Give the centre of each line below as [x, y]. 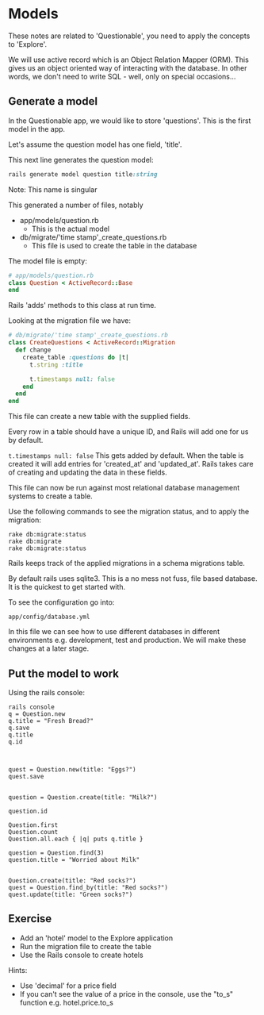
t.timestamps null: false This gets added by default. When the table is [126, 456]
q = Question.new [37, 714]
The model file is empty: [48, 261]
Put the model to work [63, 673]
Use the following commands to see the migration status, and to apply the [129, 512]
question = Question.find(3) [56, 853]
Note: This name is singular [53, 189]
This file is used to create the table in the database [114, 245]
